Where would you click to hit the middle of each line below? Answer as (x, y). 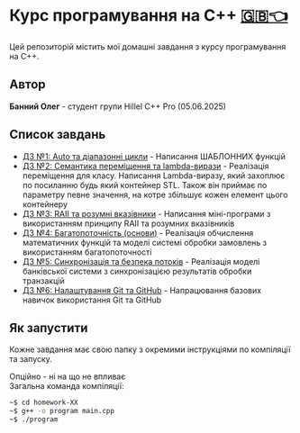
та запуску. (31, 359)
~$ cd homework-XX (44, 403)
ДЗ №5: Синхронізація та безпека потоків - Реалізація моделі (141, 261)
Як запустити (49, 328)
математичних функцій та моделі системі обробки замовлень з (145, 242)
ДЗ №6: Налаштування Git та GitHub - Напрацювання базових (142, 290)
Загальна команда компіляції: (67, 386)
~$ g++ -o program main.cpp (62, 411)
